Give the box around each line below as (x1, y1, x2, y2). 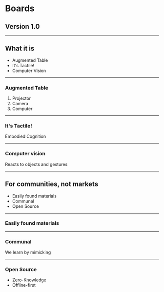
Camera (12, 101, 28, 107)
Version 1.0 (5, 22, 40, 31)
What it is (5, 44, 35, 53)
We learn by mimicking (5, 249, 51, 255)
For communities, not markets (5, 180, 99, 188)
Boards (5, 3, 35, 14)
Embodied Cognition (5, 133, 46, 139)
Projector (12, 95, 31, 101)
